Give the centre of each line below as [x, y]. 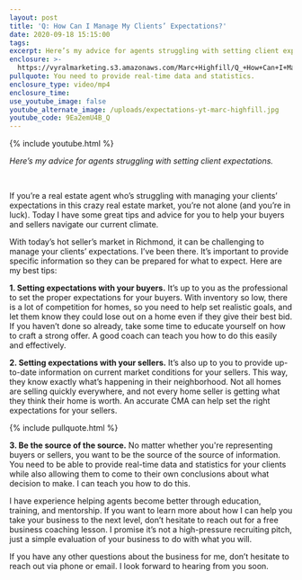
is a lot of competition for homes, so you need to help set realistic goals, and [151, 308]
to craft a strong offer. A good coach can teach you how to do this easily [143, 336]
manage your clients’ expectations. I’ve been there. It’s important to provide [149, 252]
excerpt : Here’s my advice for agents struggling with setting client [144, 51]
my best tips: [33, 271]
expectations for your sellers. [63, 411]
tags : [19, 43]
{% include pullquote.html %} [64, 428]
